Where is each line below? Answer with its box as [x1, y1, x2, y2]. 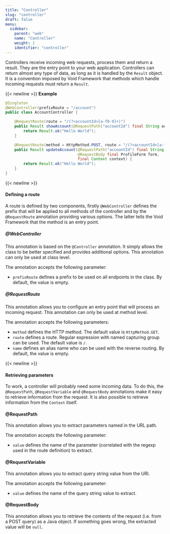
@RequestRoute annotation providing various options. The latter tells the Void [5, 214, 163, 220]
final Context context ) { [77, 156, 133, 162]
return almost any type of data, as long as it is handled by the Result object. [5, 70, 163, 76]
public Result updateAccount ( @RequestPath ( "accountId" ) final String [14, 147, 164, 152]
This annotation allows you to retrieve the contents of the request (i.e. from [5, 513, 162, 519]
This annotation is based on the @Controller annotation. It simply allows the [5, 243, 163, 249]
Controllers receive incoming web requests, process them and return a [5, 59, 153, 65]
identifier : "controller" [14, 45, 69, 50]
